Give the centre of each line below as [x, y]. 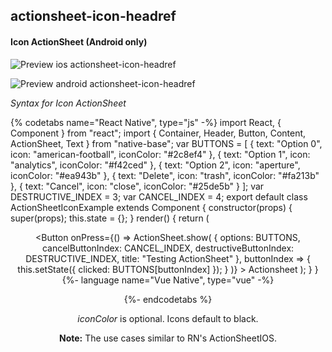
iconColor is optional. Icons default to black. [168, 318]
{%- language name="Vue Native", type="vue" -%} [168, 280]
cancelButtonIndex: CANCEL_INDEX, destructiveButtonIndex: [168, 248]
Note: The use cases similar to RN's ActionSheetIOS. [168, 338]
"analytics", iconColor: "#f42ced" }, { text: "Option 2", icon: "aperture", [155, 165]
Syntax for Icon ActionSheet [68, 103]
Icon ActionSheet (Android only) [79, 41]
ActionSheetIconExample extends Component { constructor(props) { [151, 207]
